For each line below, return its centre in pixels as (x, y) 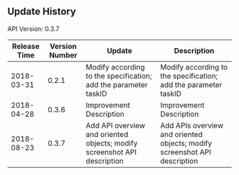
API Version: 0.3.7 (33, 28)
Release (26, 46)
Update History (42, 12)
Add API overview (116, 125)
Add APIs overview (192, 125)
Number (63, 55)
